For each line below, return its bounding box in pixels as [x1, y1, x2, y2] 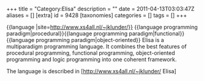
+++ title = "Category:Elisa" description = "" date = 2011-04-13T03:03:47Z [6, 5, 195, 12]
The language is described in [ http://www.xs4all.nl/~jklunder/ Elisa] [6, 68, 176, 75]
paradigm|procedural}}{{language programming [6, 30, 128, 37]
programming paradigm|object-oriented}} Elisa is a [36, 37, 164, 43]
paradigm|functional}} [128, 30, 185, 37]
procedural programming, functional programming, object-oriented [6, 49, 176, 57]
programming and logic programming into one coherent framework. [6, 56, 177, 63]
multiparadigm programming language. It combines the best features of [6, 43, 187, 50]
